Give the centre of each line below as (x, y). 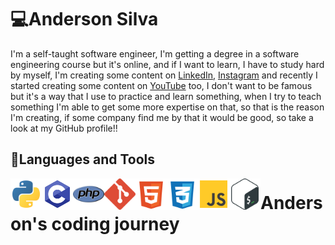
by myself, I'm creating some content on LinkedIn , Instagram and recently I (164, 75)
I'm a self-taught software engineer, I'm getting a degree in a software (155, 53)
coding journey (115, 223)
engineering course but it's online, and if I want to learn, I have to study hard (167, 64)
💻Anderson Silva (84, 19)
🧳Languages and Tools (83, 159)
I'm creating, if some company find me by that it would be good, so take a (162, 117)
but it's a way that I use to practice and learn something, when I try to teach (166, 96)
